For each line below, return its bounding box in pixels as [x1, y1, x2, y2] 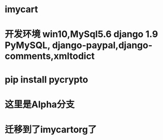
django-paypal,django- [52, 40, 153, 51]
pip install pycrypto [5, 74, 88, 85]
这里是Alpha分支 [5, 98, 75, 110]
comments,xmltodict [5, 50, 95, 62]
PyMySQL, [5, 40, 50, 51]
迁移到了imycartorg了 [5, 124, 97, 135]
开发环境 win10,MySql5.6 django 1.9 [5, 29, 158, 40]
